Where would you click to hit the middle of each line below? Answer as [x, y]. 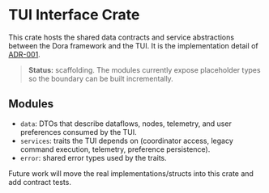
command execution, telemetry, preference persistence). [115, 149]
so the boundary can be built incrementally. [101, 78]
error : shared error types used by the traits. [94, 157]
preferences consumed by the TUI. [79, 132]
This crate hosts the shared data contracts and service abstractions [122, 37]
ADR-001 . [24, 54]
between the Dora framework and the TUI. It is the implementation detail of [134, 45]
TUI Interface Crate [74, 15]
